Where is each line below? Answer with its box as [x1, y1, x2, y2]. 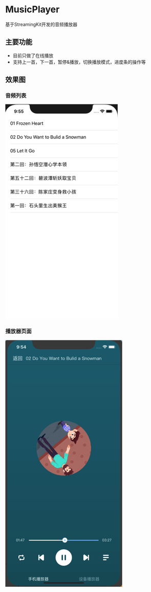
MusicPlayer [5, 4, 60, 15]
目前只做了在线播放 [12, 52, 54, 59]
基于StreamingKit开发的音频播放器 [5, 21, 78, 27]
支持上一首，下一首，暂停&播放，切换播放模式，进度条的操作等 [12, 59, 146, 65]
